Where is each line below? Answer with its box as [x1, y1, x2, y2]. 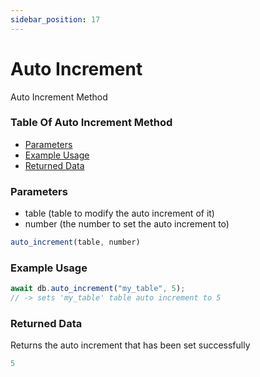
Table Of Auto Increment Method [10, 116, 173, 130]
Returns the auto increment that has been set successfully [10, 339, 251, 351]
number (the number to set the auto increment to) [24, 218, 230, 230]
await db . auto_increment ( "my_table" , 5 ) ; [10, 284, 186, 294]
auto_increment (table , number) [10, 237, 141, 248]
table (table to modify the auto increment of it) [24, 207, 215, 220]
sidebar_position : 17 [10, 14, 101, 25]
